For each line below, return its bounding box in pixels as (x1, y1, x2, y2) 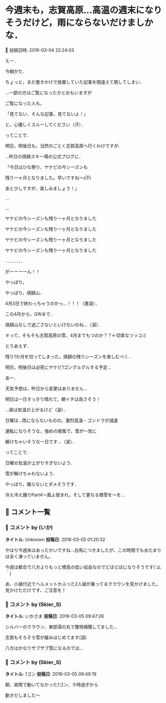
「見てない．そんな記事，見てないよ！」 (5, 111, 88, 117)
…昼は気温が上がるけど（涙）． (5, 406, 68, 413)
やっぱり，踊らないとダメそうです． (5, 481, 79, 487)
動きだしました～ (5, 692, 40, 698)
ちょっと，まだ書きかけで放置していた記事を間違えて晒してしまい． (5, 79, 145, 85)
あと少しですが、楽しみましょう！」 (5, 185, 80, 191)
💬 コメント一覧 (5, 508, 51, 516)
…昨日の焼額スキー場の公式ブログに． (5, 153, 83, 159)
